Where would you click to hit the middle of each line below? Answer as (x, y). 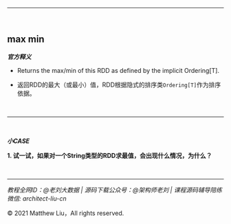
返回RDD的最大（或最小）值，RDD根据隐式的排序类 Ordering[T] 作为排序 (119, 85)
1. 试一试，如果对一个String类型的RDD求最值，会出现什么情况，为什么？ (110, 155)
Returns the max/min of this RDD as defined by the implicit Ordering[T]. (118, 70)
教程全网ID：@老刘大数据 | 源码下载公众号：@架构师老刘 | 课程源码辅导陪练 (114, 190)
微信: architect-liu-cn (37, 198)
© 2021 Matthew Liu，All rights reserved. (66, 213)
